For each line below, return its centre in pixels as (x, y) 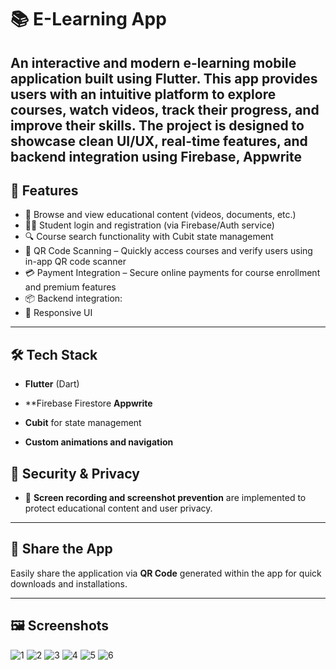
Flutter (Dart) (52, 384)
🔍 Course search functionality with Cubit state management (149, 237)
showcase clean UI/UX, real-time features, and (159, 141)
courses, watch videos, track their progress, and (165, 109)
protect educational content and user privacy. (118, 508)
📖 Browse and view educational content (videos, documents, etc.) (160, 215)
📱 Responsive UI (58, 313)
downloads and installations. (69, 583)
